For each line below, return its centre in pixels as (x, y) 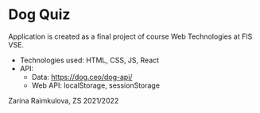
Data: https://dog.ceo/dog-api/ (82, 77)
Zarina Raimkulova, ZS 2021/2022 (64, 100)
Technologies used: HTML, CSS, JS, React (89, 60)
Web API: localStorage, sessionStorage (96, 85)
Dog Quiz (39, 15)
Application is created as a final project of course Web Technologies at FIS (130, 36)
